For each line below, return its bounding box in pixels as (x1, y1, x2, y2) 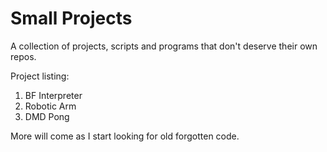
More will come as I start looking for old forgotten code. (10, 130, 240, 142)
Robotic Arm (24, 100, 77, 112)
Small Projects (10, 7, 133, 30)
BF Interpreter (24, 89, 83, 101)
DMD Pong (24, 110, 70, 122)
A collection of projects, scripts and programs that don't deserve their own (10, 40, 318, 52)
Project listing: (10, 70, 70, 82)
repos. (10, 50, 37, 62)
